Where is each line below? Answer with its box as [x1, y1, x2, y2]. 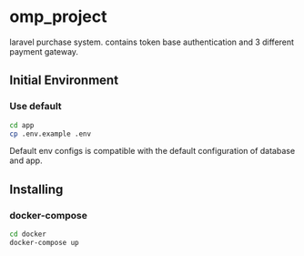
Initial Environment [9, 73, 119, 88]
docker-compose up [9, 238, 79, 247]
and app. [9, 155, 43, 166]
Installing [9, 181, 64, 197]
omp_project [9, 6, 107, 27]
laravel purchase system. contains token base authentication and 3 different [9, 36, 294, 47]
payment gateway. [9, 46, 79, 56]
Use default [9, 100, 62, 113]
